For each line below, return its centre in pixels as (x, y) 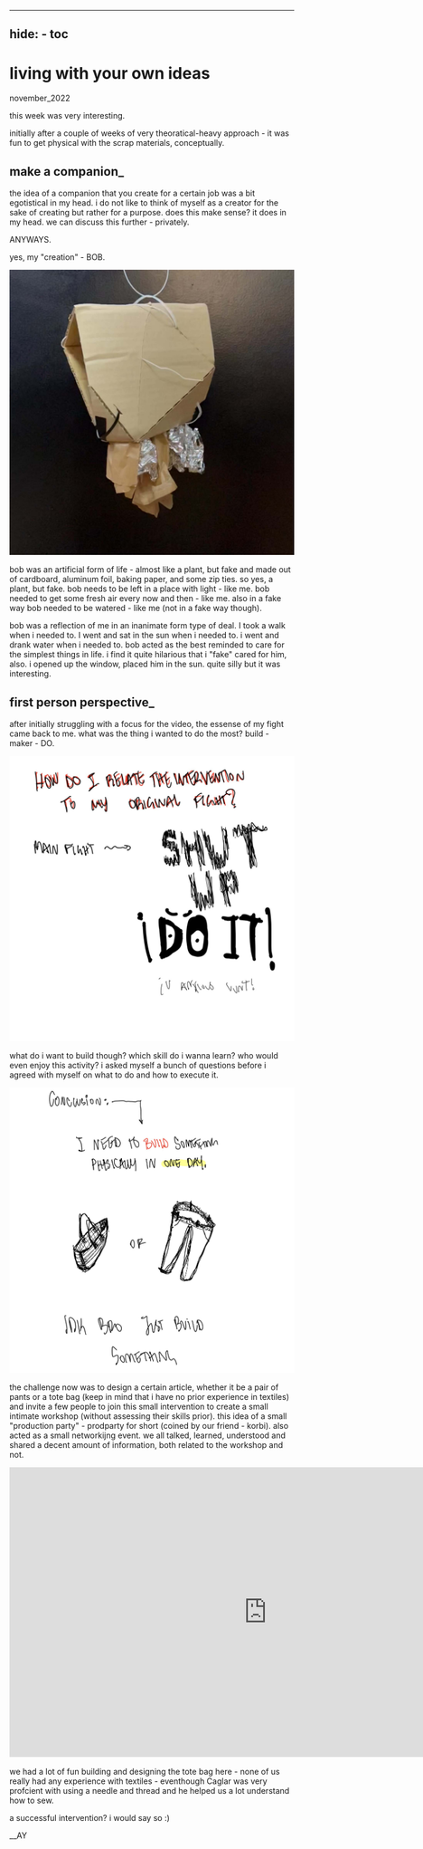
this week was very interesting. (67, 116)
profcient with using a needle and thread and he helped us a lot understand (150, 1790)
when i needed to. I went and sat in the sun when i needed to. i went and (145, 636)
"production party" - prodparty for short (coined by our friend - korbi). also (149, 1425)
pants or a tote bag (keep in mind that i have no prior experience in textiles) (149, 1396)
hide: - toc (39, 34)
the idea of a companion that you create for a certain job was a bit (132, 193)
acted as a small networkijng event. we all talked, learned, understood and (148, 1435)
